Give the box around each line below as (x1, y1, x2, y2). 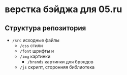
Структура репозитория (5, 24, 86, 32)
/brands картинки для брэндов (27, 59, 93, 64)
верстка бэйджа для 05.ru (5, 4, 122, 15)
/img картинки (19, 53, 51, 59)
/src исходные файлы (12, 37, 59, 43)
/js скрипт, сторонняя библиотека (19, 64, 95, 70)
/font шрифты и (19, 48, 54, 54)
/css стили (19, 43, 43, 49)
